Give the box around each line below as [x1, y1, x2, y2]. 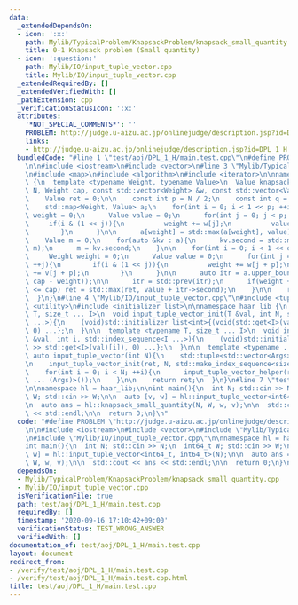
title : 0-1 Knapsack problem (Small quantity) [25, 46, 200, 55]
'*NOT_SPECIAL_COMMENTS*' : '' [25, 121, 137, 130]
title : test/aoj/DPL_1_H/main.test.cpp [9, 582, 157, 591]
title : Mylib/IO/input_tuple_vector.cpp [25, 71, 176, 80]
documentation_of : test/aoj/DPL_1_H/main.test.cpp [9, 540, 200, 550]
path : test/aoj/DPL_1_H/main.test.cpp [17, 499, 161, 508]
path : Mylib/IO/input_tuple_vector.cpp [25, 63, 173, 72]
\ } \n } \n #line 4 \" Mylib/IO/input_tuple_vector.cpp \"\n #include [25, 294, 272, 302]
